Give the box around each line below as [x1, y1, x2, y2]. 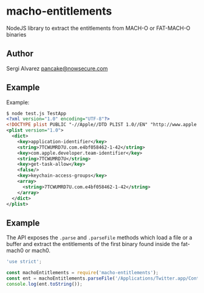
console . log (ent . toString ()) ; [6, 281, 83, 287]
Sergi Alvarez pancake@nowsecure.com [6, 65, 108, 72]
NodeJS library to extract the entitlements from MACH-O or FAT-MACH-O [6, 24, 191, 32]
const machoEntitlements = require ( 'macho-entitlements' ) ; [6, 270, 159, 276]
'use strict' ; [6, 259, 42, 265]
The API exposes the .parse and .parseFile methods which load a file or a [6, 234, 192, 241]
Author [6, 49, 33, 59]
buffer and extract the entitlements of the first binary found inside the [6, 241, 180, 248]
